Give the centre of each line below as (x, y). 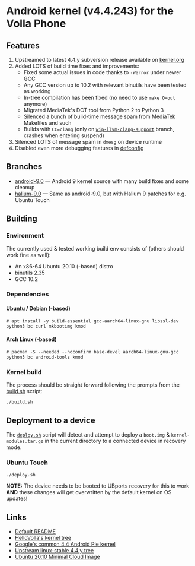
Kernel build (24, 372)
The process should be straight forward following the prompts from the (93, 385)
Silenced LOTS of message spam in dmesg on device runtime (88, 142)
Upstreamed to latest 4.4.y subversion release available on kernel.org (100, 60)
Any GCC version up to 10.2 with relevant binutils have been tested (105, 85)
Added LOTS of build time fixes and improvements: (77, 66)
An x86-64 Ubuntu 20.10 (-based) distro (64, 266)
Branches (24, 167)
